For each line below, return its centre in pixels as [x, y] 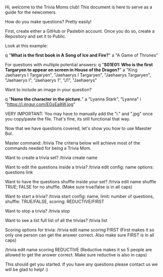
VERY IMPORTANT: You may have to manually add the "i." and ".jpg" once [79, 114]
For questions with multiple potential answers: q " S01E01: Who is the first [79, 65]
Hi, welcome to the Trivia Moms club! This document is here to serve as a [79, 7]
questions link [19, 172]
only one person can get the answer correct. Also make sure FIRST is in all [80, 235]
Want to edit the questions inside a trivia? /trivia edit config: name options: [80, 167]
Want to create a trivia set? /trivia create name [51, 158]
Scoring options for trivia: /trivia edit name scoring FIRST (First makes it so [80, 230]
